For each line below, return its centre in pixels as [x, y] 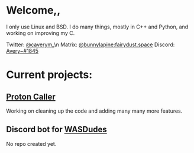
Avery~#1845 [22, 50]
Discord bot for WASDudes [57, 130]
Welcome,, [33, 10]
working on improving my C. [41, 33]
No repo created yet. [31, 144]
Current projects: [49, 75]
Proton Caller [31, 96]
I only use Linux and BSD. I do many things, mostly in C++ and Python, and [97, 27]
